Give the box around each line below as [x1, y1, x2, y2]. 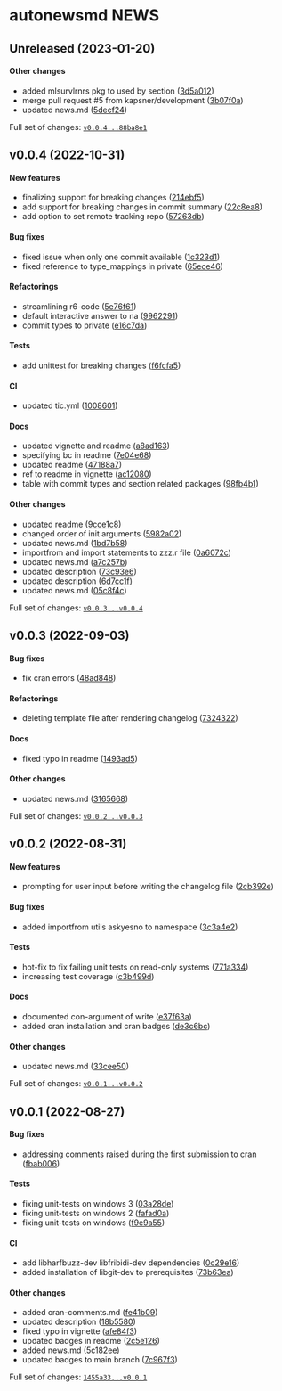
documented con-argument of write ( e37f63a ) [21, 1011, 193, 1021]
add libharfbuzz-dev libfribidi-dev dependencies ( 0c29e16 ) [21, 1257, 240, 1268]
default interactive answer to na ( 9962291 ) [21, 310, 179, 321]
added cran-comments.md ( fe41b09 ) [21, 1307, 158, 1318]
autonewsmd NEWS [9, 5, 160, 26]
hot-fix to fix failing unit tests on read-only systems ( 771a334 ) [21, 961, 249, 972]
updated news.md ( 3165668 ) [21, 793, 129, 804]
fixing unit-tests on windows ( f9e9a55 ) [21, 1217, 165, 1228]
